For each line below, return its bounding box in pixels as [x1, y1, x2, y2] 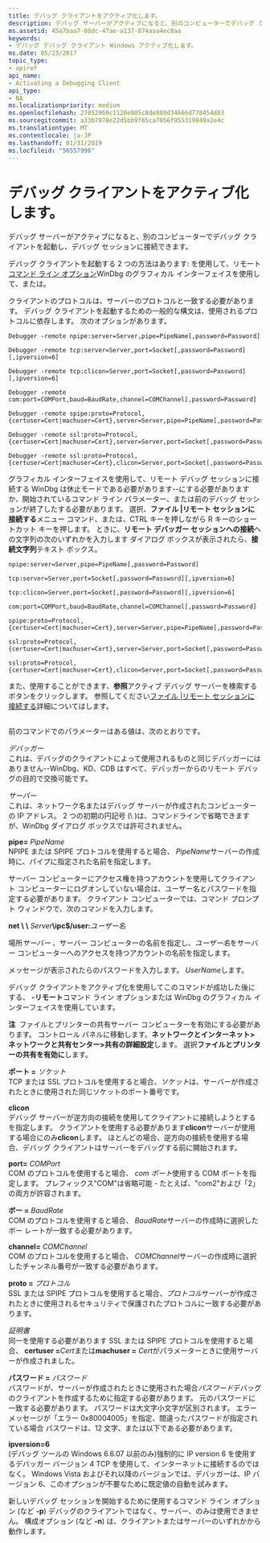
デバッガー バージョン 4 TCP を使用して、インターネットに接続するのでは [14, 1459, 260, 1468]
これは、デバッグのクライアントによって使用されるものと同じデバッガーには [8, 753, 261, 763]
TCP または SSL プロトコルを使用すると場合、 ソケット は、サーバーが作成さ [8, 1076, 260, 1086]
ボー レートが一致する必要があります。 [8, 1225, 137, 1235]
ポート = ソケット [8, 1067, 67, 1076]
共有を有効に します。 [22, 1049, 92, 1059]
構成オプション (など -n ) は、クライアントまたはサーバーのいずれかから [23, 1516, 261, 1525]
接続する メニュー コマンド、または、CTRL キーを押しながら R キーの [8, 514, 236, 524]
